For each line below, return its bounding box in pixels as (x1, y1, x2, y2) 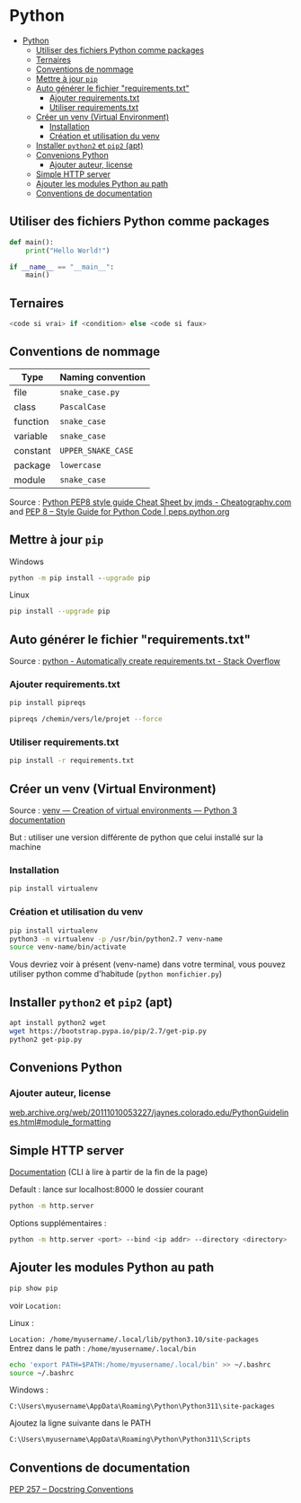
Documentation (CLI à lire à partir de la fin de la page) (9, 1167, 208, 1178)
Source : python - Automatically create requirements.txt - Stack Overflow (9, 656, 281, 667)
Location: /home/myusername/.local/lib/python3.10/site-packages (9, 1335, 259, 1344)
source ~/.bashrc (9, 1368, 75, 1377)
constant (13, 444, 51, 456)
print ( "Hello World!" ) (25, 246, 111, 255)
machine (9, 842, 42, 853)
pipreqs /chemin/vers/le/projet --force (9, 715, 164, 724)
